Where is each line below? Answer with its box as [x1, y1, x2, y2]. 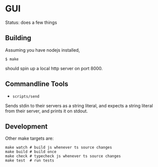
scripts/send [12, 94, 40, 99]
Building [5, 34, 31, 42]
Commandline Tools [5, 80, 69, 88]
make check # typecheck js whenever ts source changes [5, 154, 121, 159]
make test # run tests [5, 158, 55, 163]
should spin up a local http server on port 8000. [5, 65, 103, 71]
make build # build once [5, 150, 57, 155]
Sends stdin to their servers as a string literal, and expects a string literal [5, 102, 153, 108]
